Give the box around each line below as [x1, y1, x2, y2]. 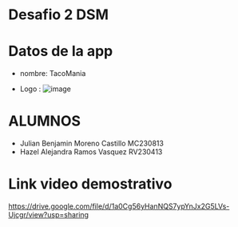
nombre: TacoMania [19, 69, 86, 78]
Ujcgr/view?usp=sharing [8, 210, 89, 219]
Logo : [19, 84, 42, 94]
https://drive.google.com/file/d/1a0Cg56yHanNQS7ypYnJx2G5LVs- [8, 201, 230, 211]
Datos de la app [8, 42, 113, 61]
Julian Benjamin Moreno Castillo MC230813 [19, 138, 164, 149]
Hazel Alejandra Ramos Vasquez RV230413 [19, 147, 163, 157]
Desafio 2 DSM [8, 6, 109, 24]
